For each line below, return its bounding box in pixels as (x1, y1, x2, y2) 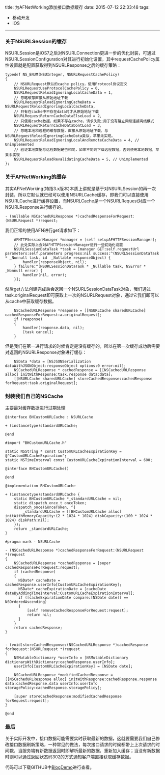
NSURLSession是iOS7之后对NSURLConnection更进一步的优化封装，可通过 (5, 50, 156, 56)
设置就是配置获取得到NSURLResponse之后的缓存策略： (9, 62, 122, 68)
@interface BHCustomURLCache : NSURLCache (5, 415, 93, 419)
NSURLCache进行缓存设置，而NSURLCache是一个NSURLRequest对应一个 (5, 198, 156, 204)
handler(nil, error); (23, 272, 67, 277)
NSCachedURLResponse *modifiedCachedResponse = (14, 672, 113, 677)
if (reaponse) (14, 316, 43, 322)
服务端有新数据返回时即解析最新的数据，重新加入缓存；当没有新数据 (22, 748, 160, 754)
